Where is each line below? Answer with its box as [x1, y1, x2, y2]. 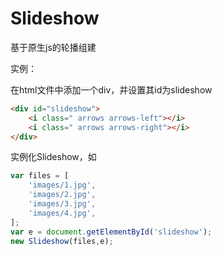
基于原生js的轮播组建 [10, 41, 97, 53]
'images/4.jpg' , [28, 208, 97, 218]
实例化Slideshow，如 [10, 151, 97, 163]
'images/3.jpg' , [28, 199, 97, 209]
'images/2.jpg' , [28, 190, 97, 200]
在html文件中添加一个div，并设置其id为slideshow [10, 83, 213, 96]
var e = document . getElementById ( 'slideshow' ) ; [10, 227, 213, 237]
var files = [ [10, 171, 70, 181]
